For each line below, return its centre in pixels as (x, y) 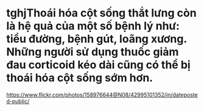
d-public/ (18, 101)
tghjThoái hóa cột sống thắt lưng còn (101, 13)
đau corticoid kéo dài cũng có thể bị (98, 65)
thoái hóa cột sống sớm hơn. (80, 78)
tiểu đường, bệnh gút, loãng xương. (97, 39)
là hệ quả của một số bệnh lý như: (93, 26)
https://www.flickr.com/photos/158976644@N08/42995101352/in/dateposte (102, 95)
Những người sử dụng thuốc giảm (93, 52)
